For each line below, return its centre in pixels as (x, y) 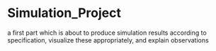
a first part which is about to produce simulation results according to (107, 33)
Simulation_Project (64, 13)
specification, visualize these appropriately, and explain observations (108, 40)
